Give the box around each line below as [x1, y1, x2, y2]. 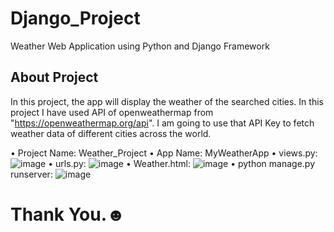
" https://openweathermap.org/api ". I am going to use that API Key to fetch [10, 117, 315, 129]
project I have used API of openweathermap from [10, 106, 214, 118]
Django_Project [10, 7, 141, 30]
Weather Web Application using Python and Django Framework [10, 40, 270, 52]
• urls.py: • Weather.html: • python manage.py [48, 157, 315, 169]
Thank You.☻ [10, 203, 126, 226]
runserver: [10, 168, 53, 180]
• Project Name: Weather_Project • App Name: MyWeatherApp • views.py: [10, 147, 318, 159]
